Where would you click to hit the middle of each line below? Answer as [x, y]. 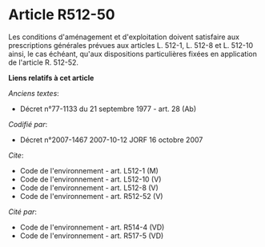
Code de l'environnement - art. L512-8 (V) [89, 187]
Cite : [16, 155]
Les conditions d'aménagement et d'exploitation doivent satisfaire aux [124, 37]
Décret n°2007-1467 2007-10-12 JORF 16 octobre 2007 [111, 139]
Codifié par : [28, 124]
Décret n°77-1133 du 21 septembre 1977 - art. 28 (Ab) [108, 109]
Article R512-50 [62, 15]
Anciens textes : [34, 93]
